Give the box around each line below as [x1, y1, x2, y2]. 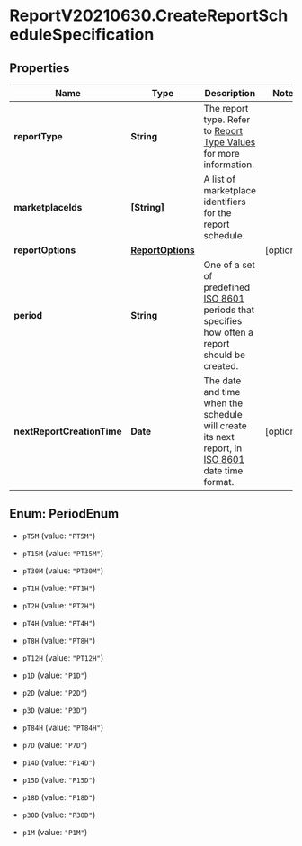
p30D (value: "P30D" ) [22, 809, 96, 820]
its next [203, 431, 235, 443]
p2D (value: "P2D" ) [22, 687, 88, 697]
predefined [203, 281, 251, 293]
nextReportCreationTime [13, 425, 122, 437]
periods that [203, 303, 254, 316]
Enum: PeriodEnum [9, 506, 120, 522]
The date [203, 374, 242, 387]
